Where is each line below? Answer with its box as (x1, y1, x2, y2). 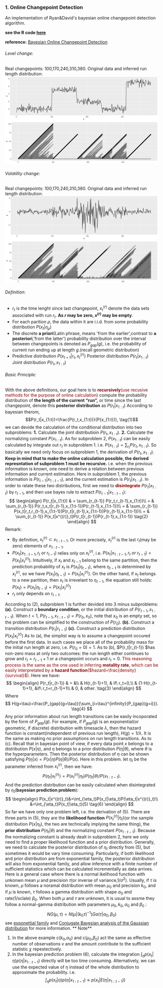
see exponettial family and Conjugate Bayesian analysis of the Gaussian (5, 920, 149, 926)
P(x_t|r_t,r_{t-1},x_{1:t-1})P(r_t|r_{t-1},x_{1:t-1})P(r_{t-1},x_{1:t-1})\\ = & (14, 508, 150, 514)
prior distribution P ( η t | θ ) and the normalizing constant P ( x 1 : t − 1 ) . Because (5, 827, 156, 834)
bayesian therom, (5, 409, 40, 415)
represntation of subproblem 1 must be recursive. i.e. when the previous (5, 461, 153, 467)
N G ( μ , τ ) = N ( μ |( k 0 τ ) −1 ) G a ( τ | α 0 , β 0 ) (47, 910, 117, 918)
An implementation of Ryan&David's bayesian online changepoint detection (5, 15, 156, 21)
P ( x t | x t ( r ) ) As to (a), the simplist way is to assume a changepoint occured (5, 632, 150, 640)
